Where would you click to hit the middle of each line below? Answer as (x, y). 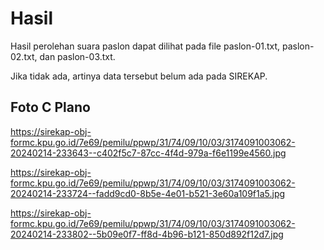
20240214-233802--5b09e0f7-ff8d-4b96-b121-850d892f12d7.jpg (147, 234)
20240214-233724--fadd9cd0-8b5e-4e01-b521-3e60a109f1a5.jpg (148, 193)
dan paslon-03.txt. (77, 56)
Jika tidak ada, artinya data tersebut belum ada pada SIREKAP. (139, 76)
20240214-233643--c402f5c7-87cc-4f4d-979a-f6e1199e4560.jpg (148, 153)
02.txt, (24, 56)
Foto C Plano (50, 107)
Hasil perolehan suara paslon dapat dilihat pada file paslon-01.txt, (145, 46)
